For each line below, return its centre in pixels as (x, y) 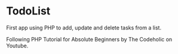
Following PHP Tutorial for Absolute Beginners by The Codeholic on (89, 39)
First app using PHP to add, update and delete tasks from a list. (84, 28)
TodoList (28, 11)
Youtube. (17, 46)
